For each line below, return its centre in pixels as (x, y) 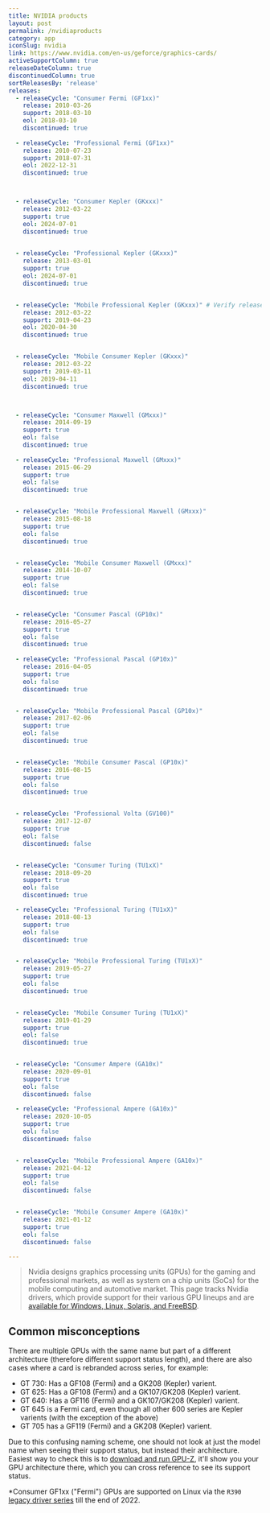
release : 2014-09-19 (57, 423)
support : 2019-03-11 (57, 371)
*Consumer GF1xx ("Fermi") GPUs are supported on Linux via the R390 (125, 1492)
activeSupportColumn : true (53, 61)
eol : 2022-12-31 (50, 166)
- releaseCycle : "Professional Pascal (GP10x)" (97, 660)
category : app (32, 38)
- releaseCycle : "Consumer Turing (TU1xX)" (89, 865)
